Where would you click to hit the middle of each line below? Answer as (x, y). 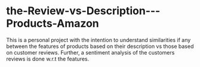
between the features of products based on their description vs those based (100, 46)
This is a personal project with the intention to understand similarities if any (99, 40)
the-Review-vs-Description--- (83, 11)
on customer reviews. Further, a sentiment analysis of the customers (90, 52)
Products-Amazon (53, 23)
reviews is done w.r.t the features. (48, 59)
